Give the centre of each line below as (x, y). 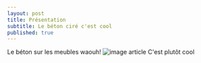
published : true (30, 33)
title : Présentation (37, 20)
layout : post (26, 13)
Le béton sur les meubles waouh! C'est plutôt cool (101, 52)
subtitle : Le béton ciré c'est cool (60, 26)
